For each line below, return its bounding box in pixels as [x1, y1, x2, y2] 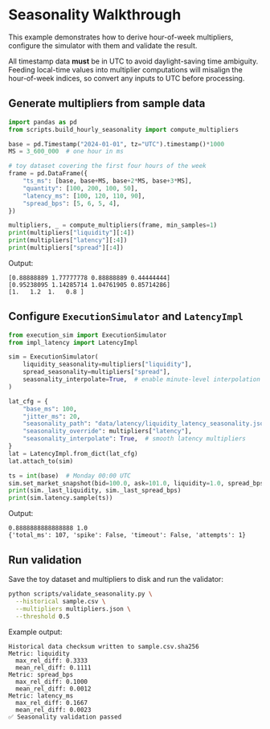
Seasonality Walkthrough [8, 6, 182, 24]
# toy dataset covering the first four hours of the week [8, 162, 207, 170]
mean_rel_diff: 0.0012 [15, 685, 92, 693]
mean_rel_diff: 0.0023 [15, 706, 92, 714]
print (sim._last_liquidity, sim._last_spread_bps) [8, 486, 182, 495]
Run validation [8, 553, 82, 567]
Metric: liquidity [8, 649, 70, 657]
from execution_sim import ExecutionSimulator [8, 331, 167, 339]
